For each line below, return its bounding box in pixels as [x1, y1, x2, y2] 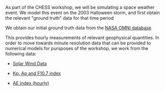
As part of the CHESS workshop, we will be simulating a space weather [5, 5, 155, 10]
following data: [5, 51, 37, 57]
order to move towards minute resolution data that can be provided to [5, 40, 151, 46]
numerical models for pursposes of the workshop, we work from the [5, 45, 149, 51]
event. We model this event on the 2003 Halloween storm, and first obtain [5, 10, 160, 16]
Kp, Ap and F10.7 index [12, 70, 61, 76]
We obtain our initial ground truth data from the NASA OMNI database [5, 25, 152, 31]
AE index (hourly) [12, 80, 49, 86]
